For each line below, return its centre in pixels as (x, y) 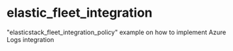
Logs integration (30, 39)
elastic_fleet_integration (80, 13)
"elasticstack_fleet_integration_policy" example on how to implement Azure (116, 32)
